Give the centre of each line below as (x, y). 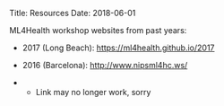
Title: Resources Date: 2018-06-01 (73, 13)
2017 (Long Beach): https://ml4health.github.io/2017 (118, 48)
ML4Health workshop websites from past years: (98, 30)
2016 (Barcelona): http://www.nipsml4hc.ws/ (105, 65)
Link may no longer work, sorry (93, 92)
